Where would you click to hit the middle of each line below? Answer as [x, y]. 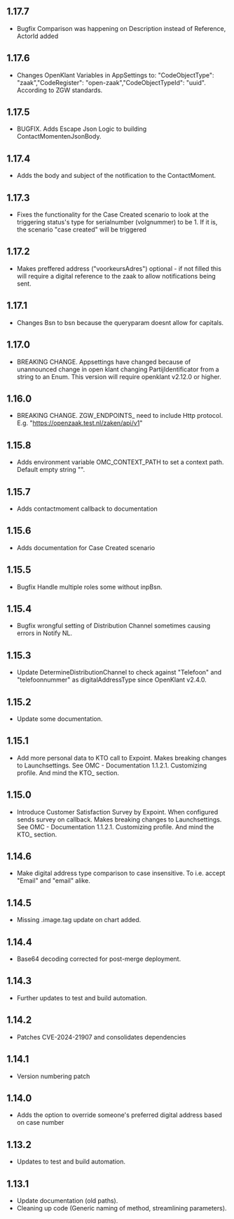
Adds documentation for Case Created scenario [86, 547]
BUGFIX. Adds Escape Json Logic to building [82, 129]
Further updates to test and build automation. [82, 997]
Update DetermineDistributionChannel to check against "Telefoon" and [119, 672]
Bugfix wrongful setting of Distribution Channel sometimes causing [113, 626]
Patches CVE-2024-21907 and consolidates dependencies [101, 1037]
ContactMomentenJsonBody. [59, 136]
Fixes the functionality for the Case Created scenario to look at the [113, 215]
